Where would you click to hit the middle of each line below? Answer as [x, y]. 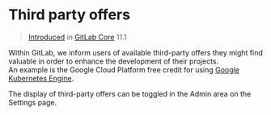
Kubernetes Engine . [41, 78]
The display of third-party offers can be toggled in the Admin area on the [130, 93]
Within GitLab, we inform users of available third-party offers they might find [135, 52]
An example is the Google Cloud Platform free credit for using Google [124, 69]
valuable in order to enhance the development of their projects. [114, 61]
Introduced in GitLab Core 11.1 [77, 37]
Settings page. [33, 102]
